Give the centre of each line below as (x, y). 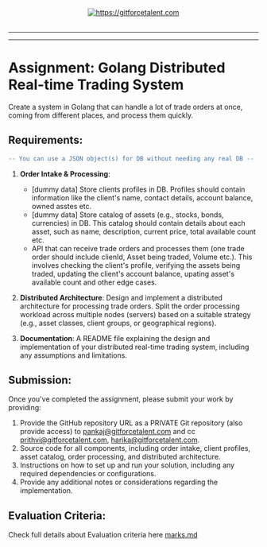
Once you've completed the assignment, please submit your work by (121, 399)
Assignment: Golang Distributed (117, 68)
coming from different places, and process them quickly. (101, 115)
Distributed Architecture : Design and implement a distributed (121, 297)
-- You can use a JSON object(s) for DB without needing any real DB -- (131, 158)
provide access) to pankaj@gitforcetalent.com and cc (108, 432)
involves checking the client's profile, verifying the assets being (136, 265)
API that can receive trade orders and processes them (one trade (138, 248)
